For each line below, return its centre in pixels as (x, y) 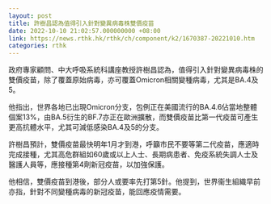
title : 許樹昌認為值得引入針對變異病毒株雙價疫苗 (81, 23)
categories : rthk (38, 46)
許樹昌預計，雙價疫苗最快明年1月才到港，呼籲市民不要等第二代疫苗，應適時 (134, 144)
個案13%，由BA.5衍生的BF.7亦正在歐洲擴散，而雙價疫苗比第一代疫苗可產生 (133, 117)
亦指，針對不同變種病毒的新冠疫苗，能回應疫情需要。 (97, 192)
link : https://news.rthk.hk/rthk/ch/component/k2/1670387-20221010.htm (131, 38)
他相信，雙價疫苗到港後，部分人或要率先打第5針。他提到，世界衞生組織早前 (135, 181)
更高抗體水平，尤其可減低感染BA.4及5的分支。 (86, 127)
